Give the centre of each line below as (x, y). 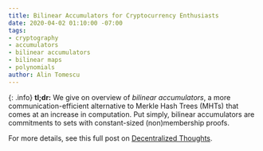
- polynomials (32, 68)
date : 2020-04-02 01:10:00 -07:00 (66, 23)
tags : (17, 30)
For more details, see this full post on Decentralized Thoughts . (110, 138)
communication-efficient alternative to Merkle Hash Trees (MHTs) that (124, 106)
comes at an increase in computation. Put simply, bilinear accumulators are (131, 114)
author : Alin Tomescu (44, 75)
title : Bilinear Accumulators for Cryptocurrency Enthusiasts (114, 15)
